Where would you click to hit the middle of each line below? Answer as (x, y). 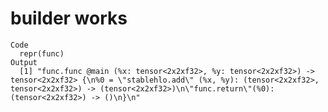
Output (24, 62)
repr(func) (42, 53)
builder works (69, 18)
